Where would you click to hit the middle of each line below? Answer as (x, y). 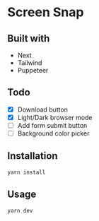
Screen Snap (46, 12)
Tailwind (30, 63)
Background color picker (53, 133)
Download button (43, 109)
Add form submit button (52, 125)
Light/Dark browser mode (55, 117)
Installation (33, 156)
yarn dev (20, 210)
